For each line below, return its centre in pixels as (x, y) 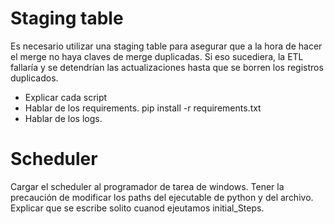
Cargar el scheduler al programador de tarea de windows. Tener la (147, 186)
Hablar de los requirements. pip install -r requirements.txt (143, 108)
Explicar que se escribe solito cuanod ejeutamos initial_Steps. (137, 208)
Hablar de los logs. (63, 118)
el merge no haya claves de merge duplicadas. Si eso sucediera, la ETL (157, 56)
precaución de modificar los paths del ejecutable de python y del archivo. (162, 197)
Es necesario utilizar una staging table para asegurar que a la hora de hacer (166, 46)
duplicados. (34, 78)
